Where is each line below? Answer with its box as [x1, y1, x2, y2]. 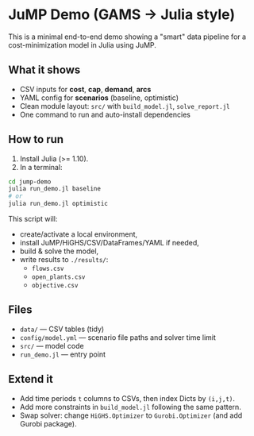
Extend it [8, 372, 53, 386]
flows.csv [31, 264, 65, 273]
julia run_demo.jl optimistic [8, 200, 109, 208]
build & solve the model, [19, 246, 99, 256]
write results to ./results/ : [19, 255, 109, 264]
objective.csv [31, 282, 79, 290]
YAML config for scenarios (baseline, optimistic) [19, 93, 179, 102]
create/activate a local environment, [19, 230, 138, 239]
